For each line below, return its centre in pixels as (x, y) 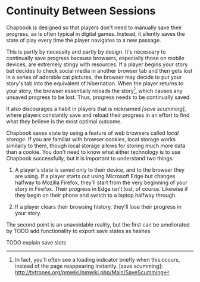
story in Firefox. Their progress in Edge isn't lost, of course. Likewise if (101, 188)
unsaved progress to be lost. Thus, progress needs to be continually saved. (99, 97)
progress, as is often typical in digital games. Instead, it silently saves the (96, 33)
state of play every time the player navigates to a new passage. (84, 40)
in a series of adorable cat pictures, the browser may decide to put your (94, 77)
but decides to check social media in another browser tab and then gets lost (99, 70)
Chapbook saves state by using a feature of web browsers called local (93, 133)
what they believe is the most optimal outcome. (64, 121)
